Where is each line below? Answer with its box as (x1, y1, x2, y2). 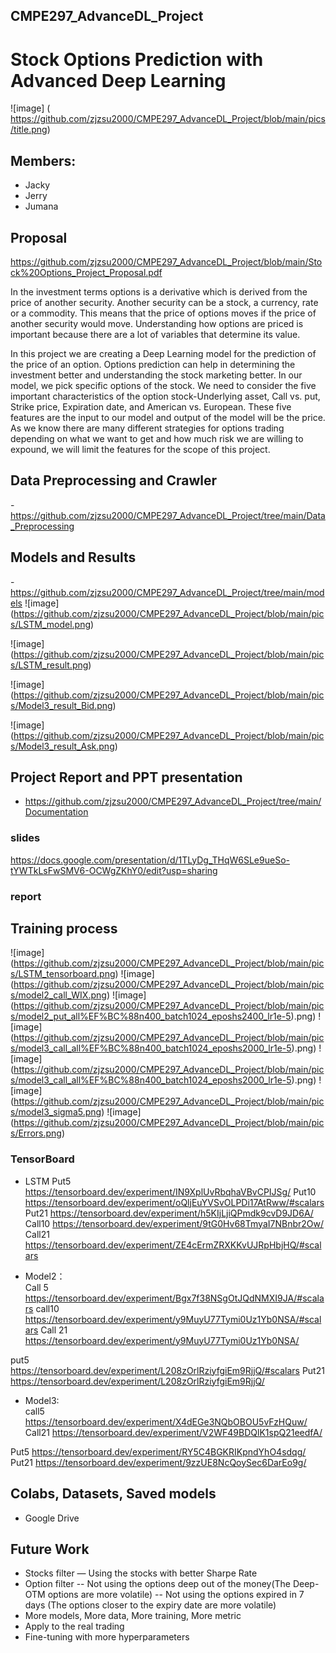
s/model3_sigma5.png (10, 1106, 102, 1118)
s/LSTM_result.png (10, 659, 89, 671)
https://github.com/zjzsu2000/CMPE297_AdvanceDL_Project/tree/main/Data (10, 509, 326, 521)
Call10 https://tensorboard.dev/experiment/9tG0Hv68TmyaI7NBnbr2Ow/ (24, 1217, 324, 1229)
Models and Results (10, 549, 137, 566)
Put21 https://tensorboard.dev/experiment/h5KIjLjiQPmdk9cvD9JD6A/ (24, 1207, 314, 1219)
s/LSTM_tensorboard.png (10, 968, 116, 980)
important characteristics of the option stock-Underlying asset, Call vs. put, (10, 390, 321, 402)
